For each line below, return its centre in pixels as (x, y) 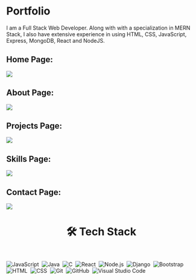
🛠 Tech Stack (101, 232)
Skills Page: (29, 159)
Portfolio (28, 11)
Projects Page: (34, 126)
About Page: (30, 93)
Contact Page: (34, 192)
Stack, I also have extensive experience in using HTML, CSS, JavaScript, (96, 34)
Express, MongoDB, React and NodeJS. (55, 40)
